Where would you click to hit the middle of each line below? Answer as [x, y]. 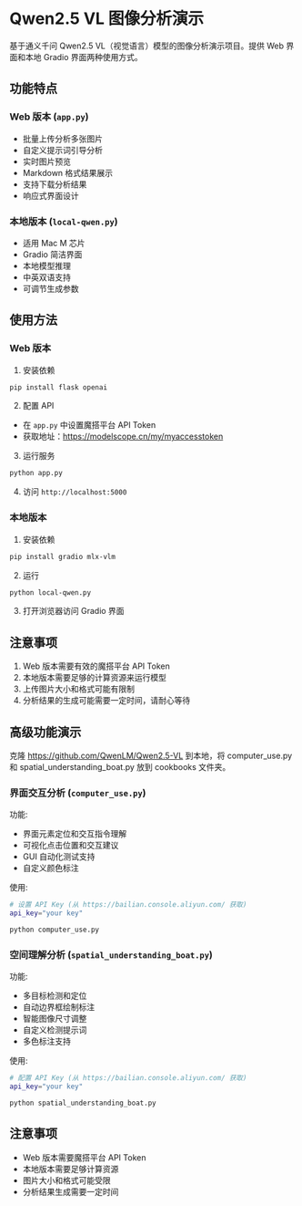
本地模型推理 [46, 265]
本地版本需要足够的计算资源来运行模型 [94, 678]
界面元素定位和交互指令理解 [75, 834]
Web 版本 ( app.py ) [49, 117]
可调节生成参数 [50, 288]
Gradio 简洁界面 [52, 254]
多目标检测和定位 [55, 996]
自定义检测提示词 [55, 1030]
